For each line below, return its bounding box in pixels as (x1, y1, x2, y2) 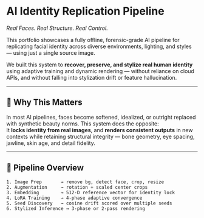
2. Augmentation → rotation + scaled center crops (6, 184, 148, 190)
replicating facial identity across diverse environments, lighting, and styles (6, 43, 192, 50)
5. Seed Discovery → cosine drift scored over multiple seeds (6, 200, 172, 206)
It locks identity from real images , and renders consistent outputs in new (6, 126, 193, 133)
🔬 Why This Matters (6, 97, 83, 108)
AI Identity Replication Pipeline (6, 4, 165, 18)
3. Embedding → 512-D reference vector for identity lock (6, 189, 175, 195)
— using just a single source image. (6, 49, 95, 56)
